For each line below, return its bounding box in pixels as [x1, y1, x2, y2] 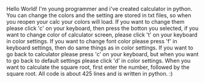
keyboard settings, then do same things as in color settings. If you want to [6, 44, 193, 51]
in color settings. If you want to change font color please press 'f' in [6, 38, 177, 45]
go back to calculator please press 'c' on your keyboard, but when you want [6, 51, 199, 57]
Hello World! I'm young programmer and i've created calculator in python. [6, 5, 193, 12]
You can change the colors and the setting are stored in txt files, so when [6, 12, 191, 19]
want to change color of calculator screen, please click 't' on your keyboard [6, 31, 198, 38]
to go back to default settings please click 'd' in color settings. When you [6, 57, 191, 64]
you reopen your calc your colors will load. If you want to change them [6, 18, 185, 25]
